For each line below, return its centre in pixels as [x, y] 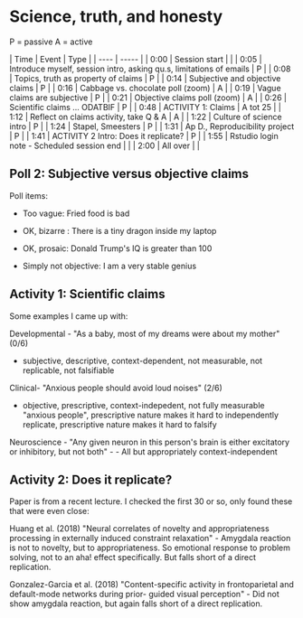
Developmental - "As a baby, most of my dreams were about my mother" [145, 333]
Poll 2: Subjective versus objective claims [129, 174]
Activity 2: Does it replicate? [91, 479]
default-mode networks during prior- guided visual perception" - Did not [144, 595]
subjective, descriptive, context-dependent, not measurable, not [142, 360]
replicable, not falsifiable [68, 370]
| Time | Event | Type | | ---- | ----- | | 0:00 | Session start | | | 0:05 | [136, 59]
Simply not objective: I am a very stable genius [109, 266]
